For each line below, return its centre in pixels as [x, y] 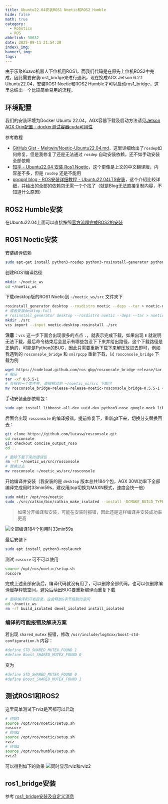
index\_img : [17, 47]
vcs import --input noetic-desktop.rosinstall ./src [61, 325]
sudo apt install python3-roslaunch [43, 549]
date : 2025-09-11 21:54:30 [33, 43]
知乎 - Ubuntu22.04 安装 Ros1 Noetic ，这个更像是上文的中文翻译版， [83, 167]
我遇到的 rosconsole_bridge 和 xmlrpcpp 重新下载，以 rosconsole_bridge [79, 354]
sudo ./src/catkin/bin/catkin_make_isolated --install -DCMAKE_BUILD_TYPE [85, 502]
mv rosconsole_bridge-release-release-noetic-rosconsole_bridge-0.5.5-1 [82, 388]
